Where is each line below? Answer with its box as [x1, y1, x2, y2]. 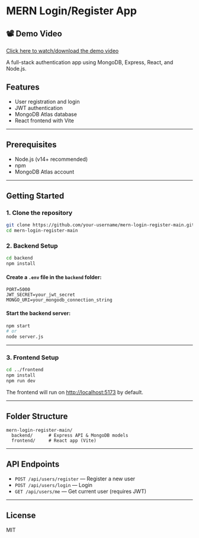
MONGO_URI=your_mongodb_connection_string [6, 297, 113, 303]
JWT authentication [14, 104, 63, 111]
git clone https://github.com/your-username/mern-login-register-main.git [6, 222, 195, 228]
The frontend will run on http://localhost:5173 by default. [6, 389, 144, 396]
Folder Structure [6, 412, 68, 422]
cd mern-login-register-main [6, 227, 78, 234]
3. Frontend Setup [6, 353, 59, 362]
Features [6, 82, 40, 93]
